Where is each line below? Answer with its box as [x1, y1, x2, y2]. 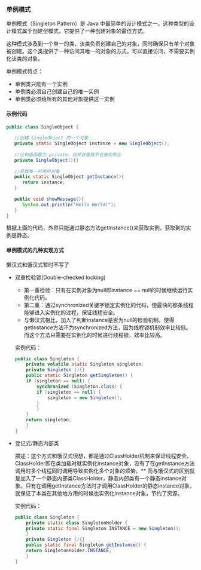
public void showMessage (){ [14, 196, 84, 202]
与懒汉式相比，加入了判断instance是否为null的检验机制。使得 [23, 316, 175, 323]
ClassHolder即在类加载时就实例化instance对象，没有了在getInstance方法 [14, 459, 195, 467]
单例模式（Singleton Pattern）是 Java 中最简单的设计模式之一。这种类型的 [6, 20, 190, 27]
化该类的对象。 [6, 55, 43, 62]
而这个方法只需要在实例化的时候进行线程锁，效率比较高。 [23, 331, 166, 338]
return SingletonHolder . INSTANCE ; [26, 548, 112, 554]
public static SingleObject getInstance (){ [14, 174, 124, 180]
